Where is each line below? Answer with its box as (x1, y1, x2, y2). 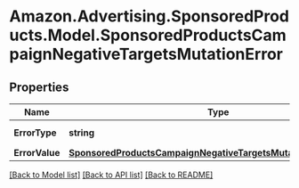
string (68, 127, 95, 139)
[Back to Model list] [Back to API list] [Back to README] (9, 169, 214, 180)
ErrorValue (13, 147, 61, 159)
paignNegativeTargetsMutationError (9, 45, 283, 64)
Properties (9, 79, 69, 94)
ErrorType (13, 127, 57, 139)
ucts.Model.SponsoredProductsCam (9, 25, 287, 45)
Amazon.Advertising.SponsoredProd (9, 6, 290, 27)
